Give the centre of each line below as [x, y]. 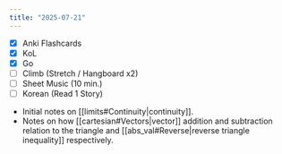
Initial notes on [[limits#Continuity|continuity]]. [108, 111]
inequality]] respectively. [68, 140]
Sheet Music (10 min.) [62, 83]
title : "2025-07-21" [48, 17]
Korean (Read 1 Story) [62, 93]
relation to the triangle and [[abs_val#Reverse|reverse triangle [136, 130]
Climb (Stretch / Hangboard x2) [80, 73]
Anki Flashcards [52, 43]
